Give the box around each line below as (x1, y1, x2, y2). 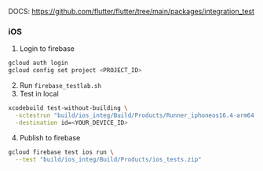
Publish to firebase (19, 133, 81, 142)
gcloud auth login (8, 59, 68, 67)
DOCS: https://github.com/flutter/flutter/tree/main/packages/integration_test (8, 7, 255, 16)
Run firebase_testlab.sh (19, 81, 102, 90)
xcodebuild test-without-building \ (8, 104, 128, 112)
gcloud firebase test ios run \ (8, 148, 114, 156)
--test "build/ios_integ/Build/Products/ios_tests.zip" (15, 155, 202, 163)
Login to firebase (19, 44, 75, 53)
